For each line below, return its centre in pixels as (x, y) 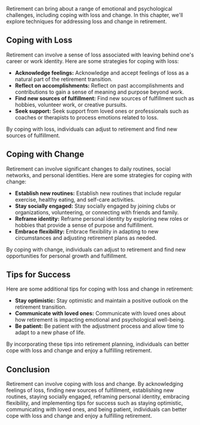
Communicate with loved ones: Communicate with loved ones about (100, 313)
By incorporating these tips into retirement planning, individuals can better (98, 344)
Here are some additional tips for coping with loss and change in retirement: (100, 289)
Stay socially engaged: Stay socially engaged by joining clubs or (95, 206)
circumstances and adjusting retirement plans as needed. (86, 238)
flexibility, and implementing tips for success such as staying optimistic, (95, 403)
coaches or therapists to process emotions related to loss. (87, 117)
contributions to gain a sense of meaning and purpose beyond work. (99, 92)
